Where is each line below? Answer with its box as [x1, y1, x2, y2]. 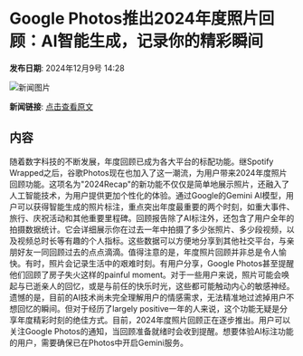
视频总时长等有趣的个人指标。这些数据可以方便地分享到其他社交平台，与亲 [16, 235, 295, 245]
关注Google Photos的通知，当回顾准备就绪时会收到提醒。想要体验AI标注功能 [9, 325, 294, 336]
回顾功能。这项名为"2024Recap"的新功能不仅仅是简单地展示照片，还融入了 [9, 178, 290, 189]
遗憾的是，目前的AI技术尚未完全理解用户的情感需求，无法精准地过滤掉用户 [9, 292, 287, 303]
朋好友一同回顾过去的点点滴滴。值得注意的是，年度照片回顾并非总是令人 [9, 246, 279, 257]
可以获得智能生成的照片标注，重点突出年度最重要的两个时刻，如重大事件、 [16, 201, 295, 212]
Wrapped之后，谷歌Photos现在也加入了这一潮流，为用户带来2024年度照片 [9, 167, 288, 178]
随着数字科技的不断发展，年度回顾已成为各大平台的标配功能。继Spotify [9, 156, 274, 167]
